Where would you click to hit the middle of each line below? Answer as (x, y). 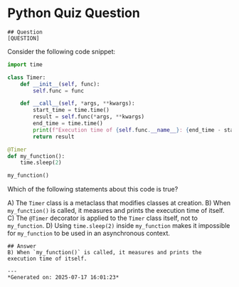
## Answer (22, 246)
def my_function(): (36, 156)
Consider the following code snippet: (62, 51)
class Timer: (27, 77)
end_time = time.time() (68, 124)
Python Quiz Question (74, 13)
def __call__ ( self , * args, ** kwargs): (78, 104)
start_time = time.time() (71, 110)
